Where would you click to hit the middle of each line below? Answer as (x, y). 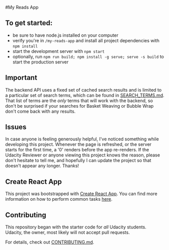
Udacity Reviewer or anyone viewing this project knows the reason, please (83, 155)
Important (21, 78)
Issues (16, 127)
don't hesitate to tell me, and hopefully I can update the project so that (78, 160)
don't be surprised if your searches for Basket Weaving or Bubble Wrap (79, 106)
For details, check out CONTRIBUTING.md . (50, 242)
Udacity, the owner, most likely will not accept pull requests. (68, 232)
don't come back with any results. (40, 111)
